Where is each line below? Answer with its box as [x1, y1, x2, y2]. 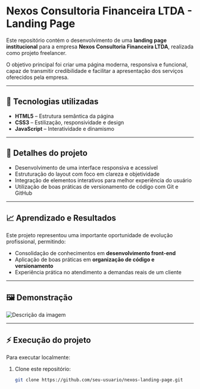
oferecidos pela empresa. [6, 73, 69, 81]
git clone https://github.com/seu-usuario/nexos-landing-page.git [14, 377, 183, 383]
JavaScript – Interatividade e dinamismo [14, 125, 115, 132]
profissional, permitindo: [6, 238, 66, 246]
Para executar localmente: [6, 354, 70, 361]
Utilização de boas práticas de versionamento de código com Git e [14, 183, 179, 190]
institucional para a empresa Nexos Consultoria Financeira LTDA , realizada [6, 43, 194, 50]
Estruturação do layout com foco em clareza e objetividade [14, 170, 160, 177]
